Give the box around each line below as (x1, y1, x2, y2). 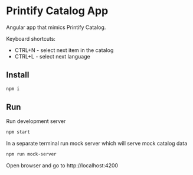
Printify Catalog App (6, 4, 109, 18)
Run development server (6, 118, 66, 125)
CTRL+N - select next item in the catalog (14, 46, 114, 54)
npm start (6, 129, 31, 135)
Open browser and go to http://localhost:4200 (6, 162, 119, 169)
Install (6, 70, 30, 80)
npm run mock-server (6, 151, 57, 157)
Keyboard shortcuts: (6, 35, 56, 42)
